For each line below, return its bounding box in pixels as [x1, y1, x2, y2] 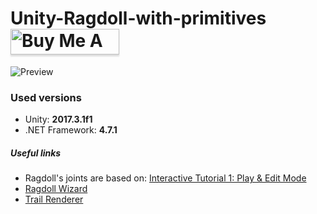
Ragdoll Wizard [24, 183, 88, 195]
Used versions [10, 90, 82, 104]
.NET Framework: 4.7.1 [24, 124, 118, 136]
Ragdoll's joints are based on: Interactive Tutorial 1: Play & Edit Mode [24, 172, 307, 184]
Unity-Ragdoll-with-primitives [10, 7, 267, 30]
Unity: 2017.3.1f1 [24, 113, 93, 126]
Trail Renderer [24, 193, 84, 206]
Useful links [10, 147, 62, 159]
